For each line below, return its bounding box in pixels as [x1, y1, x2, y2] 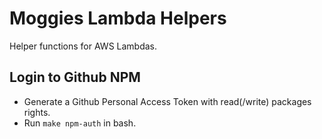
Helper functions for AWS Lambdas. [9, 40, 158, 52]
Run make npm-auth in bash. [23, 117, 137, 129]
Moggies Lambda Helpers [9, 7, 227, 30]
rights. [23, 106, 51, 118]
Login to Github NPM [9, 69, 141, 86]
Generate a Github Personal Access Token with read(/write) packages [23, 95, 312, 107]
